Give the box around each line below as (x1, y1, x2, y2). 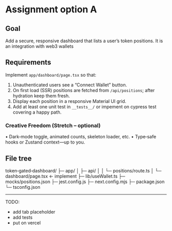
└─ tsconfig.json (5, 184, 40, 190)
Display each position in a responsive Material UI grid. (12, 98, 126, 104)
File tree (5, 154, 32, 163)
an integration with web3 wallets (5, 43, 74, 49)
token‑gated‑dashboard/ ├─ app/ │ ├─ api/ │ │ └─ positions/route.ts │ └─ (5, 167, 162, 173)
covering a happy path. (12, 109, 62, 115)
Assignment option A (5, 4, 97, 15)
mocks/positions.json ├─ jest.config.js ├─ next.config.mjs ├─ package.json (5, 179, 165, 185)
